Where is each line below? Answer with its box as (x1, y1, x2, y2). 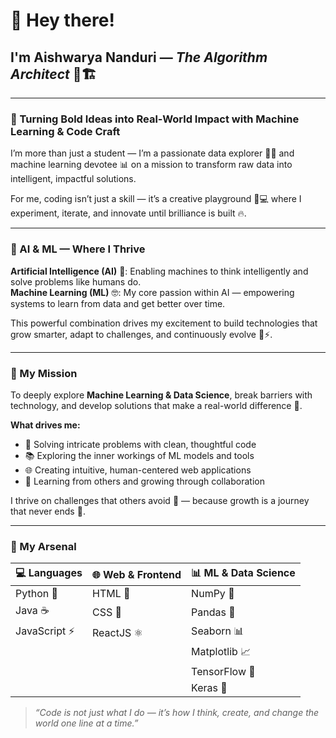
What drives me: (10, 419, 81, 431)
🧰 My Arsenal (10, 539, 77, 553)
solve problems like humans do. (10, 275, 142, 288)
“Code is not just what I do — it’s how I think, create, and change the (34, 707, 320, 719)
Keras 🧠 (191, 681, 228, 695)
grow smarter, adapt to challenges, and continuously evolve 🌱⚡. (10, 328, 273, 340)
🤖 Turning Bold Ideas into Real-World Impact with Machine (10, 112, 300, 126)
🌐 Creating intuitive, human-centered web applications (24, 464, 252, 476)
